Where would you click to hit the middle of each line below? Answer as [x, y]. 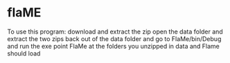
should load [24, 53]
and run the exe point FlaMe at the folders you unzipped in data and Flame [114, 46]
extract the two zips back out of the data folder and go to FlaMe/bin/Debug [114, 38]
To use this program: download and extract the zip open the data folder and [115, 32]
